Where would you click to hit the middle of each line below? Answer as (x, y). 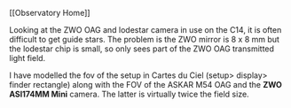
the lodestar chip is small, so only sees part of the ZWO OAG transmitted (142, 49)
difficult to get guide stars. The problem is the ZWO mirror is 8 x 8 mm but (144, 39)
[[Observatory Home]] (50, 13)
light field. (28, 58)
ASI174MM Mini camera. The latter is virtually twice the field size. (130, 94)
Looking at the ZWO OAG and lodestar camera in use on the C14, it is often (145, 30)
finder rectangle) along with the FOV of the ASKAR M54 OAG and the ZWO (145, 85)
